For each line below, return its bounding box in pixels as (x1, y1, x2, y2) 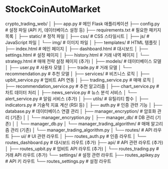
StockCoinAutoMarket (5, 3, 101, 15)
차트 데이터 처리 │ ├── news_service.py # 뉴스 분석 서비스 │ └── (5, 89, 137, 95)
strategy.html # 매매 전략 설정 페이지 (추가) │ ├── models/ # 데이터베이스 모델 (5, 58, 161, 64)
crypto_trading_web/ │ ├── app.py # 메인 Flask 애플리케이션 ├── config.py (5, 20, 160, 26)
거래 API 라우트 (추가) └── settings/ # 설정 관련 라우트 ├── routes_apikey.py (5, 151, 160, 158)
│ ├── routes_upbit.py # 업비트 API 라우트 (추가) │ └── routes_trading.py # (5, 145, 159, 151)
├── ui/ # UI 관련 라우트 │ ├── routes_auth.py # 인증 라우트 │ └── (10, 133, 146, 139)
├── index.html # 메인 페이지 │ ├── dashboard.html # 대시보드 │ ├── (5, 45, 148, 51)
